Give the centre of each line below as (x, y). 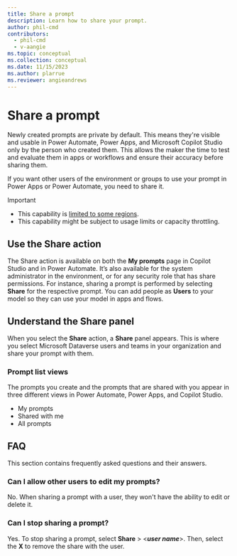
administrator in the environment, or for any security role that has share (112, 276)
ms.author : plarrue (36, 73)
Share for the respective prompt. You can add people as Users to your (111, 292)
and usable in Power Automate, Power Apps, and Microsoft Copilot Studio (115, 142)
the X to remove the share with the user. (66, 546)
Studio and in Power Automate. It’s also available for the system (100, 269)
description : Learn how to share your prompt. (77, 21)
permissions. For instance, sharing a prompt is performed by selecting (110, 284)
